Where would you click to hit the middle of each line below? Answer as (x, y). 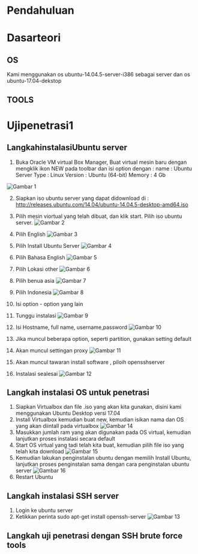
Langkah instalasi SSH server (63, 496)
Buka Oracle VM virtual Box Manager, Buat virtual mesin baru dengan (101, 162)
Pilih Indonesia (34, 292)
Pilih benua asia (35, 280)
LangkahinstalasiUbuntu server (67, 148)
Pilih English (30, 234)
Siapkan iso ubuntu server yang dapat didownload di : (82, 198)
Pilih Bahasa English (40, 257)
